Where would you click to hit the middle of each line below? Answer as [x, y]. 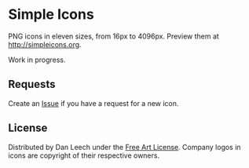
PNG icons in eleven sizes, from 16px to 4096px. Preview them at [114, 36]
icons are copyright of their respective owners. [84, 155]
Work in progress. [37, 60]
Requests [32, 84]
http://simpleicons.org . [45, 44]
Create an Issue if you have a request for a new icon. [93, 103]
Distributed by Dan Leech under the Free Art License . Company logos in [124, 147]
